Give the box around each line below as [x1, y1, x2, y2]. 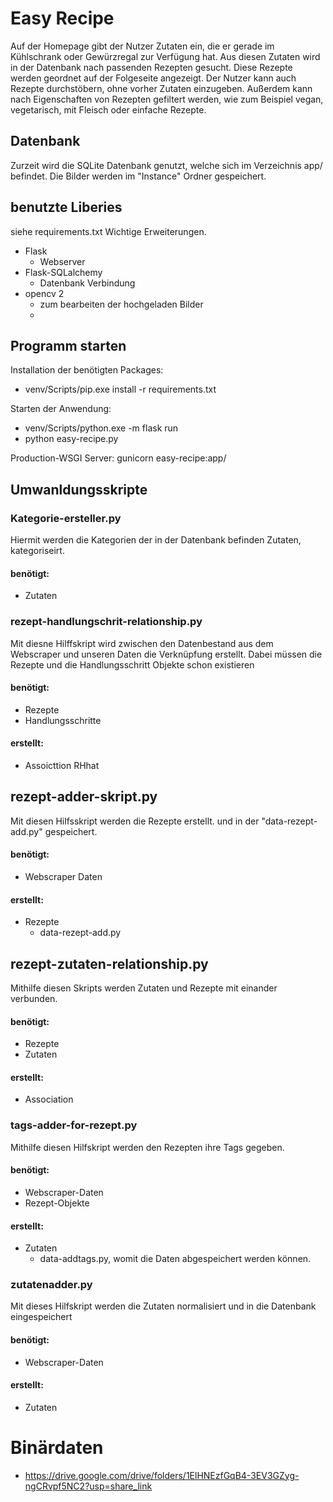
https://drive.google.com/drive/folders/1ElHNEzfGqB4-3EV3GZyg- [24, 1469, 300, 1481]
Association [24, 1093, 74, 1106]
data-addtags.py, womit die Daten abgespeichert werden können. [39, 1253, 312, 1265]
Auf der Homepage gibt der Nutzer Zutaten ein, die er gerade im [10, 40, 275, 52]
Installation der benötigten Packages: [10, 364, 164, 376]
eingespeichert [10, 1311, 73, 1323]
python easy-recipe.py [24, 433, 119, 445]
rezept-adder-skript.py [10, 788, 158, 806]
